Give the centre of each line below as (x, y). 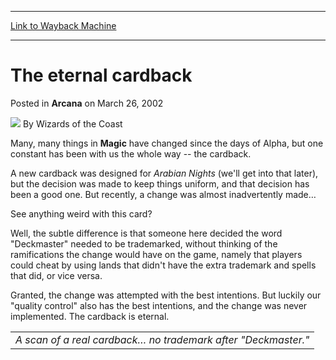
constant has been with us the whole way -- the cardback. (131, 153)
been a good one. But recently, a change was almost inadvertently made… (163, 194)
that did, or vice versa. (56, 275)
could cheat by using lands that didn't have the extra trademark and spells (163, 265)
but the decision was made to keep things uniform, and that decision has (160, 183)
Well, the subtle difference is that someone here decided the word (146, 233)
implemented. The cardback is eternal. (90, 316)
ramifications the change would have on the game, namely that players (156, 254)
